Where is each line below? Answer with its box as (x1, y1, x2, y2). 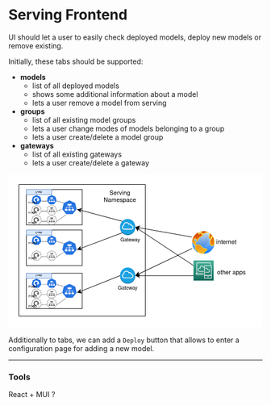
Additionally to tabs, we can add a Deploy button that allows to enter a (8, 335, 240, 345)
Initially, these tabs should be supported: (8, 57, 144, 66)
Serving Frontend (8, 6, 127, 24)
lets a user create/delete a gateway (31, 157, 150, 167)
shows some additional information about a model (31, 89, 198, 98)
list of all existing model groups (31, 115, 136, 124)
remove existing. (8, 40, 64, 50)
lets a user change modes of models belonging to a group (31, 123, 225, 133)
